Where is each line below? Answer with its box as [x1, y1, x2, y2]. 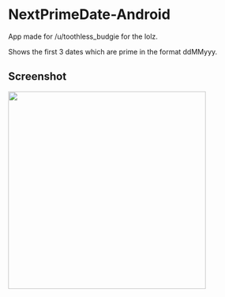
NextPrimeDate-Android [8, 6, 171, 24]
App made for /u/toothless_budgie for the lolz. [8, 32, 158, 41]
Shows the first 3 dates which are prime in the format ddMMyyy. [8, 47, 218, 56]
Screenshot [8, 70, 67, 84]
